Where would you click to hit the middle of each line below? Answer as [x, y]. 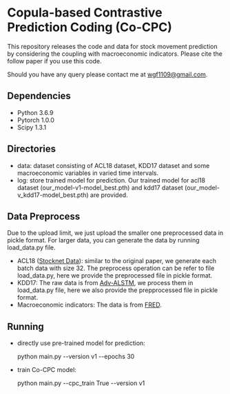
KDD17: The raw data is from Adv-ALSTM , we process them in [105, 283]
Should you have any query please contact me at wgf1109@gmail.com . [107, 74]
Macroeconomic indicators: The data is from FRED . [89, 305]
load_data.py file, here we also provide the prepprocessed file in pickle [117, 290]
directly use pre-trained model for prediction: [81, 343]
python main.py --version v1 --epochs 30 [76, 357]
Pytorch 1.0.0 [36, 120]
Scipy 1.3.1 [32, 127]
